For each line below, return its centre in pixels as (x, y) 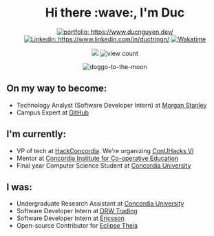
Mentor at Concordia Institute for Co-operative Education (97, 158)
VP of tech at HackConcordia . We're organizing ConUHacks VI (105, 150)
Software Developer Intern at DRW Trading (77, 211)
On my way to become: (57, 89)
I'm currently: (36, 134)
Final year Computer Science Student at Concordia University (104, 165)
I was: (19, 187)
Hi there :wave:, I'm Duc (115, 13)
